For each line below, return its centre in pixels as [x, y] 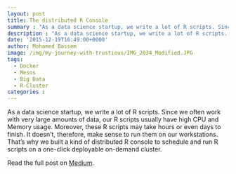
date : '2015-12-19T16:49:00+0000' [58, 40]
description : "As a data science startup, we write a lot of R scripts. [118, 33]
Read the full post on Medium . [51, 163]
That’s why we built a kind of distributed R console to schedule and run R [113, 142]
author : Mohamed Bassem [42, 46]
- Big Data [29, 79]
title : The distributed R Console [58, 20]
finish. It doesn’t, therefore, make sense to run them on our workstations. [113, 135]
